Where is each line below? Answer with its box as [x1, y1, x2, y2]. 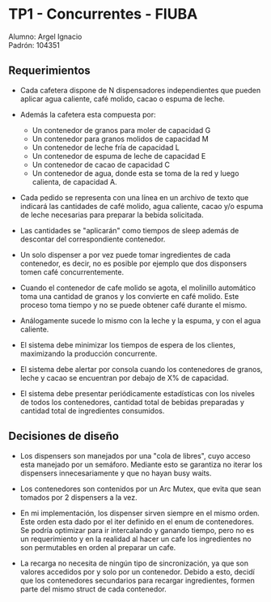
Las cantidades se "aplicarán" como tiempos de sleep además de [19, 225, 239, 235]
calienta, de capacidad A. [32, 177, 117, 186]
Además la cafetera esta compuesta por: [19, 109, 156, 119]
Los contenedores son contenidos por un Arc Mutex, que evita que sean [19, 484, 261, 493]
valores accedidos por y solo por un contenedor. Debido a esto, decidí [19, 566, 255, 576]
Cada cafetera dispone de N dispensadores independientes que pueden [19, 85, 261, 95]
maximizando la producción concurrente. [19, 348, 158, 358]
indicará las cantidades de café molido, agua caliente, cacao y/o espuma [19, 201, 264, 211]
